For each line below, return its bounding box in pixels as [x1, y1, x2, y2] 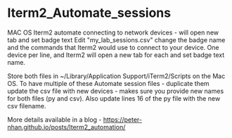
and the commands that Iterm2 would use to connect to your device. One [7, 43, 219, 51]
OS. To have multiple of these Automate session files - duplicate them [7, 79, 210, 87]
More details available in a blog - [7, 115, 102, 124]
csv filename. [7, 101, 46, 110]
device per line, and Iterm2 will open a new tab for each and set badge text [7, 51, 225, 59]
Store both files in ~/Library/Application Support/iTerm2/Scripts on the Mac [7, 72, 226, 80]
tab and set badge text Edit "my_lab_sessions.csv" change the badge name [7, 35, 226, 44]
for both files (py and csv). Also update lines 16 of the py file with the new [7, 94, 221, 103]
